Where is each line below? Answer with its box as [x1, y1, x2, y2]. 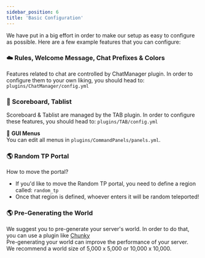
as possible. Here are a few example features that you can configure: [6, 38, 181, 45]
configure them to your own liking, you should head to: [6, 76, 145, 84]
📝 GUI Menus [6, 130, 41, 137]
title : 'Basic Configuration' [6, 15, 84, 21]
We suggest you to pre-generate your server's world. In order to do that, [6, 225, 190, 232]
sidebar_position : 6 [6, 9, 60, 15]
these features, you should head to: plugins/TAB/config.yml [6, 118, 158, 125]
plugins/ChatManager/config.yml [6, 83, 89, 89]
